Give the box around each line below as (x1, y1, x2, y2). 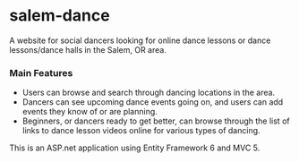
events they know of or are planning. (21, 107, 158, 117)
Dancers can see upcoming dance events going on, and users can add (21, 97, 284, 107)
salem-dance (9, 5, 110, 26)
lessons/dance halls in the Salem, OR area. (9, 44, 167, 55)
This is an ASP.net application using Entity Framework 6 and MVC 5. (9, 142, 261, 153)
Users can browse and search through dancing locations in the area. (21, 87, 276, 98)
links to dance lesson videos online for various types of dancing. (21, 125, 261, 136)
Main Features (9, 66, 73, 79)
